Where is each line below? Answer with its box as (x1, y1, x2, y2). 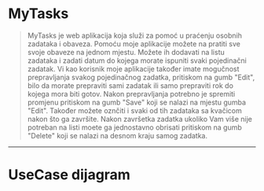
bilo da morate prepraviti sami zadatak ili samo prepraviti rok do (27, 80, 234, 90)
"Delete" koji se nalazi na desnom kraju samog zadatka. (27, 130, 208, 140)
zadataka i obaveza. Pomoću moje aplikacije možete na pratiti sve (27, 39, 241, 48)
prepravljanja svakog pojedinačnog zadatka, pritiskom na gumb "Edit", (27, 72, 255, 82)
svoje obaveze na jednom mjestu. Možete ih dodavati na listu (27, 47, 225, 57)
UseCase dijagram (8, 166, 131, 184)
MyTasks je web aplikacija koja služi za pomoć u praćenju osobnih (27, 31, 242, 40)
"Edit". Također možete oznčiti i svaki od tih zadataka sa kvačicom (27, 105, 242, 115)
